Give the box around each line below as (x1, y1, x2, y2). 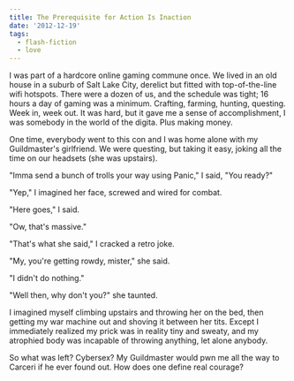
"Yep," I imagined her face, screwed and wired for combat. (9, 187, 222, 198)
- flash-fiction (17, 37, 77, 47)
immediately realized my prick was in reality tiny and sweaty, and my (9, 326, 259, 337)
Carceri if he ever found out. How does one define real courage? (9, 362, 245, 372)
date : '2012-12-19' (9, 21, 81, 30)
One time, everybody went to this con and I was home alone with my (9, 134, 259, 145)
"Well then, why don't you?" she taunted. (9, 290, 158, 301)
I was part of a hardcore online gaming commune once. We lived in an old (9, 70, 277, 80)
